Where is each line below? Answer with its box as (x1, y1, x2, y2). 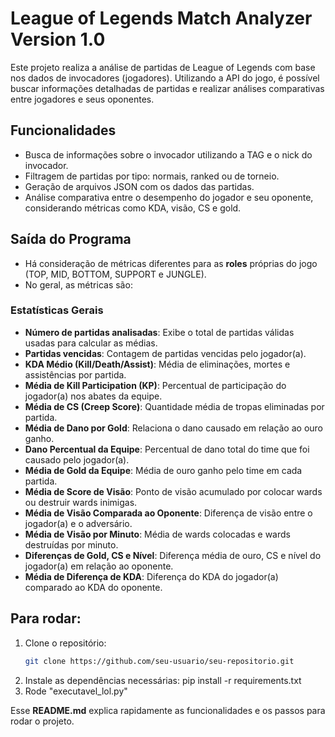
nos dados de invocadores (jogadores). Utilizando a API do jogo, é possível (10, 72, 320, 84)
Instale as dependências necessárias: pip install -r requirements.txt (24, 674, 302, 686)
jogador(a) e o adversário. (24, 517, 133, 529)
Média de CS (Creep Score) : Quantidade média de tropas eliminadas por (24, 400, 325, 412)
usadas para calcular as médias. (24, 337, 158, 349)
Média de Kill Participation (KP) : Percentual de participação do (24, 379, 287, 391)
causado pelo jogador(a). (24, 453, 130, 466)
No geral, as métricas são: (24, 278, 133, 291)
